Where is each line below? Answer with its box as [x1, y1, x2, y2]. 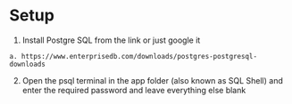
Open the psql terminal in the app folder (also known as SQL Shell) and [21, 75, 284, 85]
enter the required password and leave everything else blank [21, 84, 246, 95]
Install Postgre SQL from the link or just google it [21, 35, 201, 45]
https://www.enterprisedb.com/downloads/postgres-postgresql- [21, 52, 257, 60]
